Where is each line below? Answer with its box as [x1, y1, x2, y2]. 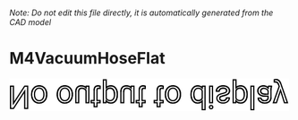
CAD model [9, 16, 52, 27]
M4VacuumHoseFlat [9, 47, 166, 68]
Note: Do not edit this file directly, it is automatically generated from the [9, 7, 274, 18]
